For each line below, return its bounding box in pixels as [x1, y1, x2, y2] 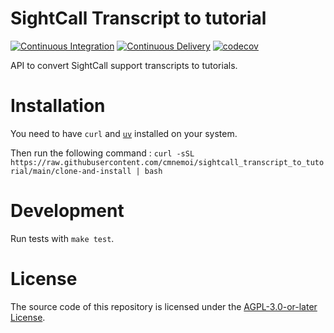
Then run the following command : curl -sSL [10, 147, 195, 159]
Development [10, 200, 125, 222]
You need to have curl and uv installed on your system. [10, 127, 238, 139]
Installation [10, 95, 106, 117]
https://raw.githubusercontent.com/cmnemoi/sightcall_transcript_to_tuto [10, 157, 325, 167]
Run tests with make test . [10, 232, 115, 244]
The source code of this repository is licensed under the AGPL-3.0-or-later [10, 300, 318, 312]
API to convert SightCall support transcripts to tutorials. [10, 59, 238, 71]
